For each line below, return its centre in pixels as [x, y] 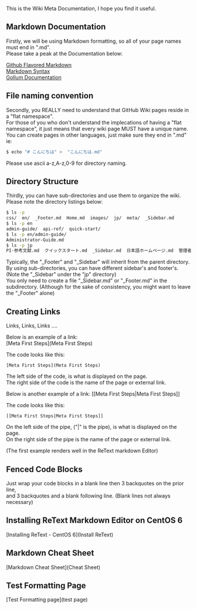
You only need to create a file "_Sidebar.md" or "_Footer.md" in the [87, 280]
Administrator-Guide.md [35, 240]
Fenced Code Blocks [45, 469]
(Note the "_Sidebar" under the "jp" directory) [61, 275]
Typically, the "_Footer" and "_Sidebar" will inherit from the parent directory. [98, 262]
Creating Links [33, 311]
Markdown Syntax [28, 71]
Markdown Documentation [56, 27]
